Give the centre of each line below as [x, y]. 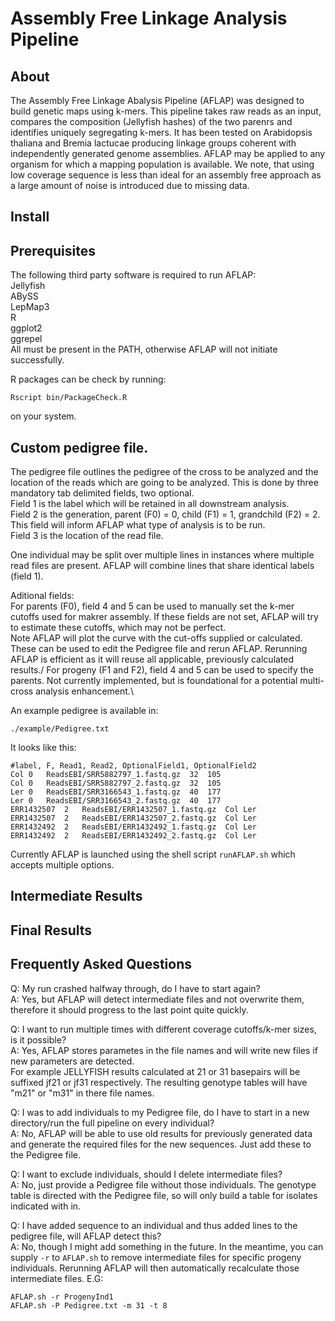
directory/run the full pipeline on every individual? [112, 1123]
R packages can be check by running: [88, 379]
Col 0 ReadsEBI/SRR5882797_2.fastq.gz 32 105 [116, 783]
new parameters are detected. [72, 1061]
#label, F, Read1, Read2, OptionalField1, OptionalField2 [133, 766]
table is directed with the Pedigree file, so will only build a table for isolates [164, 1195]
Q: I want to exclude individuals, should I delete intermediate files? [146, 1174]
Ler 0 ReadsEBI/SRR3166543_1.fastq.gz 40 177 [116, 792]
